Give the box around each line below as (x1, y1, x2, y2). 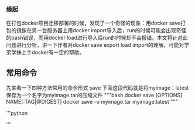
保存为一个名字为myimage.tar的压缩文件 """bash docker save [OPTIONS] (6, 92, 183, 99)
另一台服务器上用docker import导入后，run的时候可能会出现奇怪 (31, 27, 187, 34)
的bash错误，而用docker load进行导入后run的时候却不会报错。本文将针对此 (6, 34, 189, 42)
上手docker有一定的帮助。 (21, 49, 85, 56)
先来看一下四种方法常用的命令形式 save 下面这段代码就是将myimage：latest (6, 84, 189, 91)
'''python (6, 110, 28, 117)
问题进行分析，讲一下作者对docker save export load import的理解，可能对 (6, 42, 184, 49)
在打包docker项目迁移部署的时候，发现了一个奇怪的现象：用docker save (6, 19, 181, 27)
